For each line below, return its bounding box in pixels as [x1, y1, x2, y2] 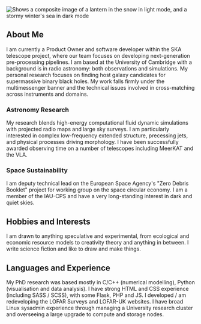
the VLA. [6, 151, 28, 158]
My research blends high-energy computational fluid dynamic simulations [6, 119, 189, 126]
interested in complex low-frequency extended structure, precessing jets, [6, 132, 188, 139]
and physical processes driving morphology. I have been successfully [6, 139, 179, 146]
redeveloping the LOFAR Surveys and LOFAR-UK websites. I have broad [6, 298, 184, 305]
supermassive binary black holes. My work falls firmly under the [6, 78, 165, 85]
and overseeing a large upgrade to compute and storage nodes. [6, 311, 164, 318]
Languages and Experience [6, 263, 111, 273]
